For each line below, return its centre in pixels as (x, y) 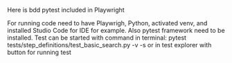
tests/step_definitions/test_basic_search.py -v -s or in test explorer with (109, 45)
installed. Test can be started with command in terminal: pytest (97, 38)
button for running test (39, 52)
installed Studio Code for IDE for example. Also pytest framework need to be (116, 30)
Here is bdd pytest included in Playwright (66, 10)
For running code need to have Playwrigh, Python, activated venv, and (107, 23)
